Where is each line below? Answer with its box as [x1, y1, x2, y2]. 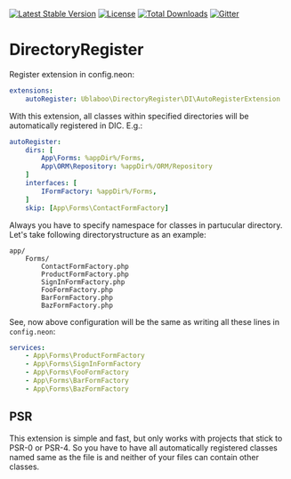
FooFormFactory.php [41, 285, 114, 294]
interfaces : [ [25, 179, 77, 188]
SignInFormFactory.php [41, 277, 125, 287]
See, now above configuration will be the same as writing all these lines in [9, 316, 280, 327]
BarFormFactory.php [41, 293, 114, 302]
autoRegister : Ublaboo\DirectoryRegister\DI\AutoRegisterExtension [25, 94, 280, 103]
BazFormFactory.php [41, 301, 114, 310]
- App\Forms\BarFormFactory [25, 377, 129, 386]
